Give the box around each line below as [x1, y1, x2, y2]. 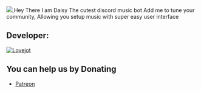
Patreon [15, 80, 35, 87]
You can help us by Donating [6, 64, 117, 74]
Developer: [6, 30, 49, 41]
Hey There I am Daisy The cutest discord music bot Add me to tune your [13, 7, 195, 14]
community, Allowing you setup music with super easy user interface [6, 13, 179, 20]
